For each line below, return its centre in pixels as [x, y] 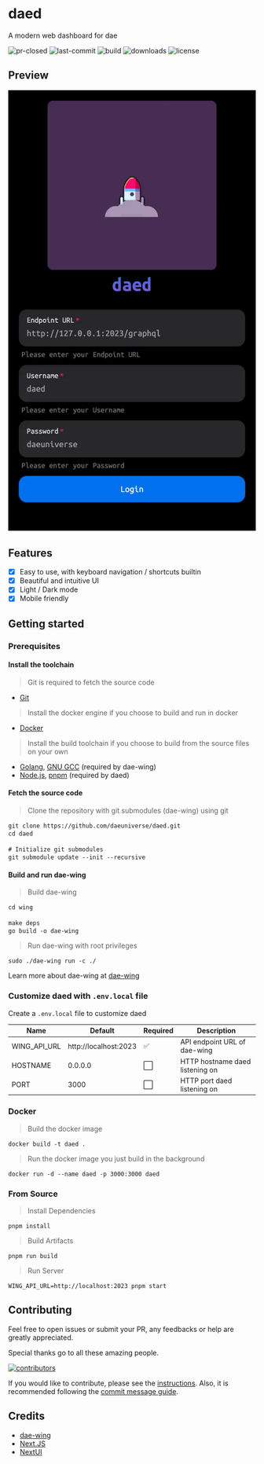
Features [30, 553]
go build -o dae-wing [44, 931]
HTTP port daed [206, 1081]
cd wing [21, 908]
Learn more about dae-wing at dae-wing [74, 976]
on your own [48, 751]
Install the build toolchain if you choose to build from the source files [138, 743]
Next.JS [32, 1444]
